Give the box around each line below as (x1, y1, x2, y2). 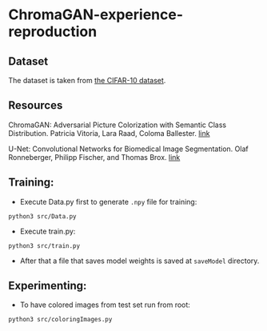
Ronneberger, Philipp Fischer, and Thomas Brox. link (8, 152, 181, 162)
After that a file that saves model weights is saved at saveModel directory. (19, 256, 260, 265)
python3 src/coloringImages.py (8, 316, 113, 324)
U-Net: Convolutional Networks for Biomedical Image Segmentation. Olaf (8, 144, 249, 154)
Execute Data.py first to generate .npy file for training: (19, 197, 197, 206)
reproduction (8, 22, 98, 41)
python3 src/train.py (8, 241, 81, 249)
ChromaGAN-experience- (8, 6, 184, 24)
